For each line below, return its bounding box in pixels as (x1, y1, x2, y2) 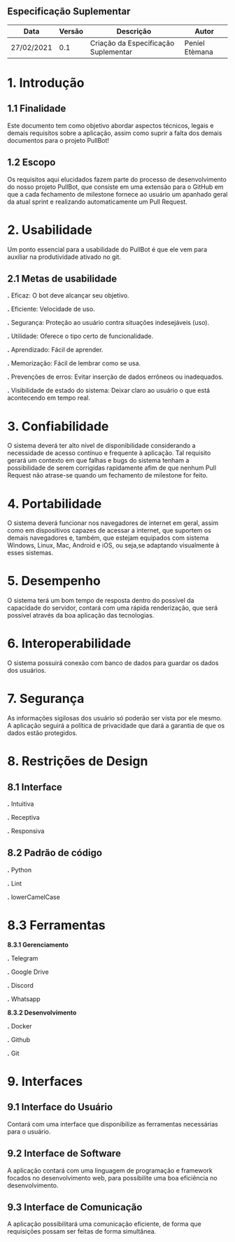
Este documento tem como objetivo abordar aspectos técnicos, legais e (7, 121, 214, 130)
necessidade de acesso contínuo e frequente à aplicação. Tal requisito (7, 449, 211, 457)
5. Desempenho (7, 573, 101, 589)
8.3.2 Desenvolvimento (7, 1008, 77, 1017)
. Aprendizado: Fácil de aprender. (7, 346, 104, 354)
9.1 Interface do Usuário (7, 1101, 113, 1113)
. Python (7, 865, 32, 874)
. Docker (7, 1021, 32, 1030)
